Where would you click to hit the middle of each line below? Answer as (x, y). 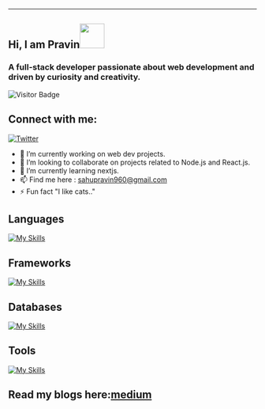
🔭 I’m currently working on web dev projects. (92, 153)
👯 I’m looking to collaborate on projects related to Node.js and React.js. (135, 162)
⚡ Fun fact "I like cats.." (58, 191)
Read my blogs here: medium (80, 395)
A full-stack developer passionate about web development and (131, 67)
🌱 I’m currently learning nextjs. (69, 170)
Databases (35, 307)
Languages (36, 219)
